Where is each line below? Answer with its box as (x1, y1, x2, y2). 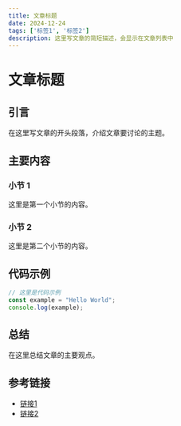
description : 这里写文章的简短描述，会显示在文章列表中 (8, 34, 174, 42)
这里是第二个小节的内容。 (8, 241, 92, 251)
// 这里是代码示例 (8, 289, 61, 297)
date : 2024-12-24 (8, 19, 66, 27)
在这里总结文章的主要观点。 (8, 350, 100, 360)
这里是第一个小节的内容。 (8, 199, 92, 209)
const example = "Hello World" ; (8, 295, 116, 304)
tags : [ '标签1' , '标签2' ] (8, 26, 90, 34)
